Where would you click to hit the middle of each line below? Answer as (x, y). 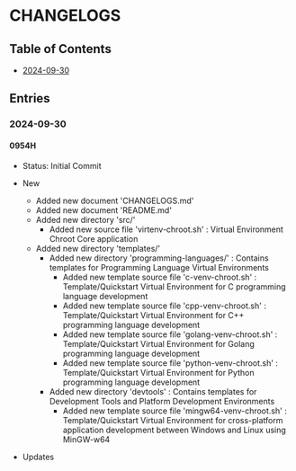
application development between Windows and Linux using (174, 430)
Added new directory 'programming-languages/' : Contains (159, 258)
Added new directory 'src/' (85, 219)
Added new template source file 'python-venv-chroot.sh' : (170, 363)
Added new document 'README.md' (104, 210)
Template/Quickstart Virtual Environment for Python (158, 372)
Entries (30, 98)
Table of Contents (61, 49)
